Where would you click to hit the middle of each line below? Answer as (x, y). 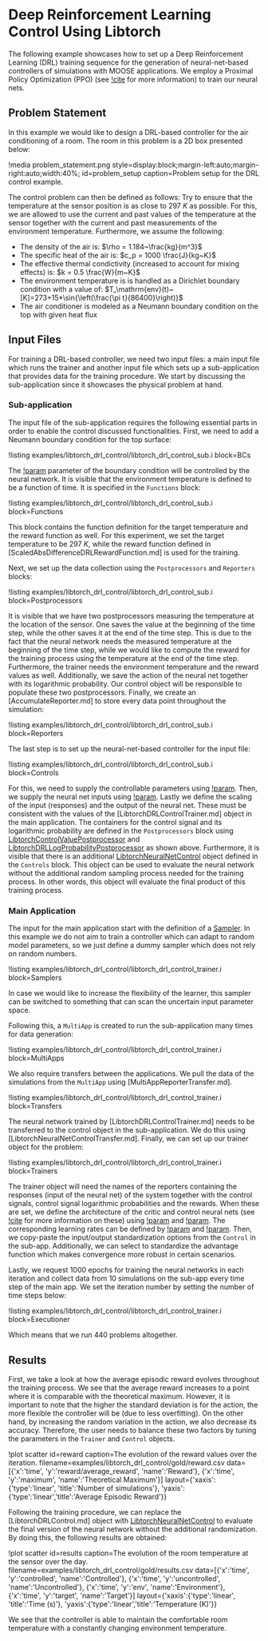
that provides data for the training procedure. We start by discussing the (127, 376)
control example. (36, 181)
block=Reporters (36, 733)
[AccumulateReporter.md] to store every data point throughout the (117, 700)
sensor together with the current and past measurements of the (113, 222)
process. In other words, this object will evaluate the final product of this (127, 882)
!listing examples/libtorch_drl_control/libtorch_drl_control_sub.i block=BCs (130, 455)
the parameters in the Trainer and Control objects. (92, 1438)
